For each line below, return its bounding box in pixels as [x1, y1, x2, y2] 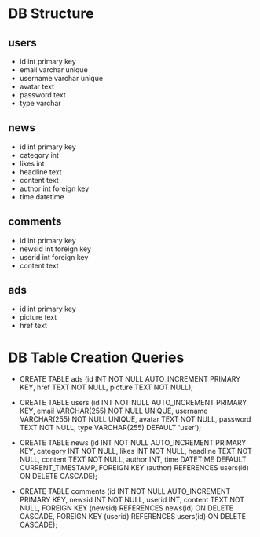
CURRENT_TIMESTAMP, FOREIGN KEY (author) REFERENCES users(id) [19, 463, 250, 473]
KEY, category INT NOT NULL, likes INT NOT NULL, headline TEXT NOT [19, 447, 253, 456]
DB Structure [8, 5, 94, 23]
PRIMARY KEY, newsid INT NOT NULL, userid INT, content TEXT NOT [19, 495, 245, 505]
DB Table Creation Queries [8, 349, 185, 366]
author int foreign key [19, 184, 90, 193]
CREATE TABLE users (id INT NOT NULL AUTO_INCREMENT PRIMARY [19, 398, 247, 407]
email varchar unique [19, 65, 88, 75]
